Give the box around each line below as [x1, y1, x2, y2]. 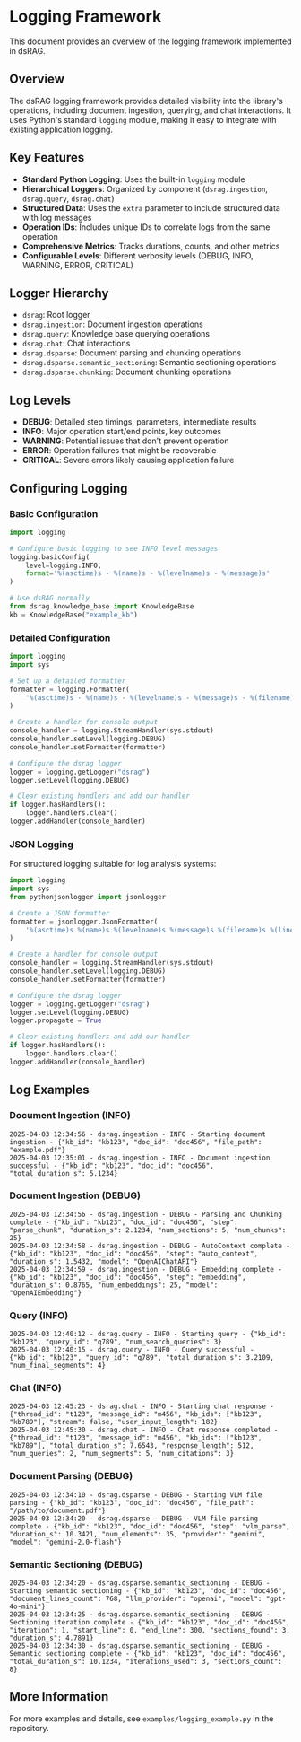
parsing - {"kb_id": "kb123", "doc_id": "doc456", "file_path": [9, 1498, 254, 1507]
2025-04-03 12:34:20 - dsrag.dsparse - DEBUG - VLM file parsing [9, 1514, 258, 1523]
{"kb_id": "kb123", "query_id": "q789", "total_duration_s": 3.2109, [9, 1353, 275, 1362]
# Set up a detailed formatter [9, 676, 126, 686]
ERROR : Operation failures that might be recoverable [21, 445, 217, 456]
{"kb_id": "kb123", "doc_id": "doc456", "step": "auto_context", [9, 1249, 258, 1258]
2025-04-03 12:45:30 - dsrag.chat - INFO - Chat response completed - [9, 1425, 279, 1435]
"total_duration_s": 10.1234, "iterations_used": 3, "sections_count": [9, 1658, 282, 1667]
